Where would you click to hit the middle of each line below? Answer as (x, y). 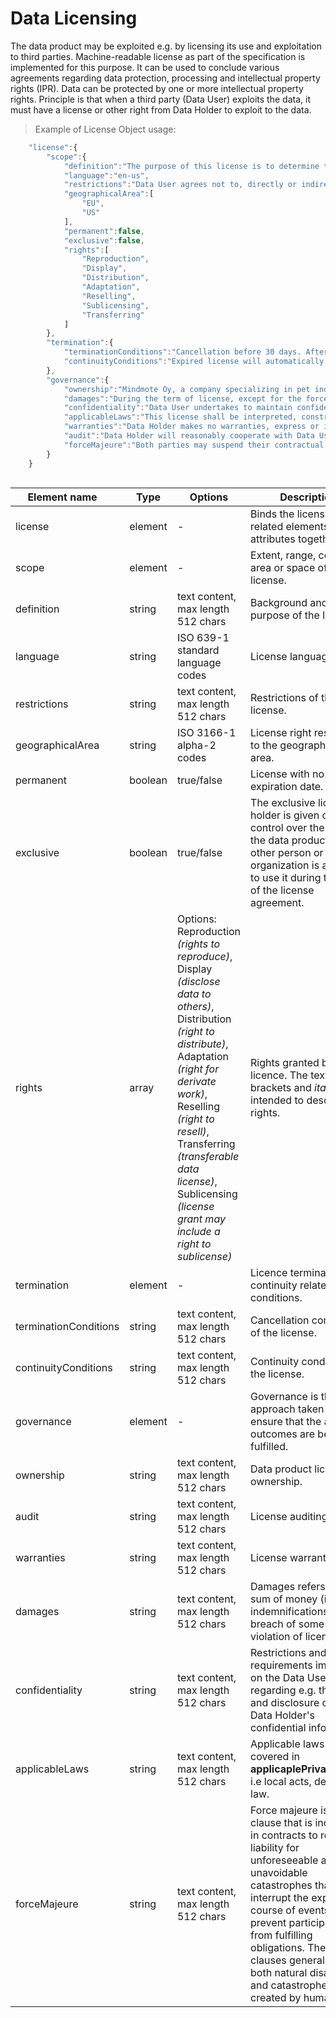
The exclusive (283, 803)
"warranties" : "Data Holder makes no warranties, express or (191, 427)
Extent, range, (283, 555)
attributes (273, 539)
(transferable (208, 1157)
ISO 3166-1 (206, 733)
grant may (201, 1219)
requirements (281, 1665)
